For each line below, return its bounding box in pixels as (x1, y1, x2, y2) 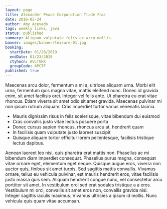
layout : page (5, 7, 33, 13)
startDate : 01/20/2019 (10, 49, 57, 54)
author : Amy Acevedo (5, 21, 49, 27)
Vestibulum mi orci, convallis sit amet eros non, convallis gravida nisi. (5, 187, 148, 193)
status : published (5, 31, 44, 36)
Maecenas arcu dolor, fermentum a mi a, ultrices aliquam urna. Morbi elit (5, 82, 155, 88)
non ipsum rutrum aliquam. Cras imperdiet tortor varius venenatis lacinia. (5, 104, 156, 109)
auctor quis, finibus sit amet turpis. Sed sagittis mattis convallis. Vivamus (5, 166, 156, 172)
